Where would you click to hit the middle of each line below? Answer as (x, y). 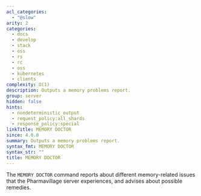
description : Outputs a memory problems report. (69, 90)
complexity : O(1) (28, 85)
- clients (24, 79)
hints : (14, 107)
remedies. (19, 188)
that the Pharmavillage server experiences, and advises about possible (94, 181)
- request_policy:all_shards (48, 118)
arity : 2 (17, 23)
